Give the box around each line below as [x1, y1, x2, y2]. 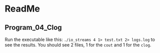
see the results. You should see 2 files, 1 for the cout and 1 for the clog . [5, 42, 151, 48]
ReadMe [5, 3, 40, 15]
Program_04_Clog [5, 23, 62, 32]
